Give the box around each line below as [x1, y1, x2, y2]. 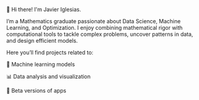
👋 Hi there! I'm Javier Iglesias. [6, 6, 81, 13]
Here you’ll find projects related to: [6, 49, 93, 56]
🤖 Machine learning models [6, 61, 75, 68]
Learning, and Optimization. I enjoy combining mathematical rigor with [6, 24, 183, 31]
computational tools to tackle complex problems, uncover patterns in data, [6, 30, 194, 38]
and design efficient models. [6, 37, 78, 44]
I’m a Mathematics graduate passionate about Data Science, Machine [6, 18, 181, 24]
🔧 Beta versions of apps [6, 87, 67, 94]
